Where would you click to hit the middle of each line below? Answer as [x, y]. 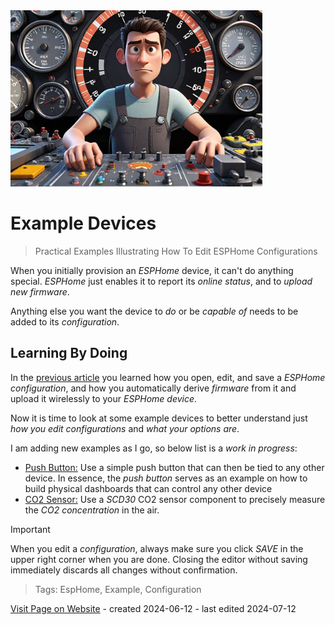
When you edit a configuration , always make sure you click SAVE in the [157, 548]
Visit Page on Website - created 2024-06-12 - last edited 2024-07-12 [153, 608]
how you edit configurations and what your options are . [125, 428]
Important [30, 529]
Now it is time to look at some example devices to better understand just [159, 418]
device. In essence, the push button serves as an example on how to [166, 478]
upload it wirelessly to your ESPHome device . [104, 398]
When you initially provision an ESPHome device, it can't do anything [152, 270]
